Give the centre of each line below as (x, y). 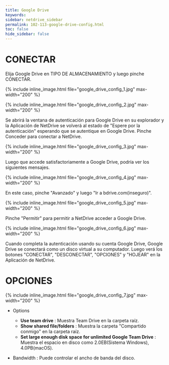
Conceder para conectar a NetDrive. (44, 136)
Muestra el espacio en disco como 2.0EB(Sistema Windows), (85, 342)
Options (21, 310)
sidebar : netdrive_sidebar (34, 20)
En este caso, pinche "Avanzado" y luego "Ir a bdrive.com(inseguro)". (79, 193)
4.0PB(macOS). (37, 347)
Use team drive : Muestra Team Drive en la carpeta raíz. (80, 320)
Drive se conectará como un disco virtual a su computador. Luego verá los (84, 249)
